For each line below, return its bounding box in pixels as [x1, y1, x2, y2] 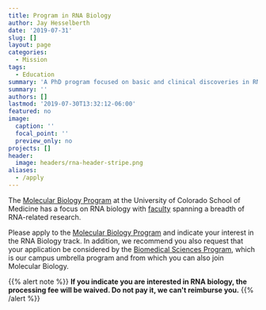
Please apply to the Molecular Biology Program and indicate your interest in [8, 228, 255, 237]
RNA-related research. [8, 212, 82, 222]
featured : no [8, 108, 51, 116]
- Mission [15, 56, 47, 64]
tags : [8, 63, 26, 71]
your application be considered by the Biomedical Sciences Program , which [8, 244, 256, 254]
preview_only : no [15, 136, 73, 145]
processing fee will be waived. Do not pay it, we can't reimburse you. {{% [8, 285, 254, 294]
